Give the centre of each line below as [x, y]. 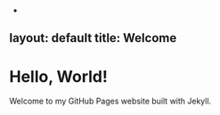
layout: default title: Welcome [93, 38]
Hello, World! [59, 76]
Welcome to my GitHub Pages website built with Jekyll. [110, 101]
